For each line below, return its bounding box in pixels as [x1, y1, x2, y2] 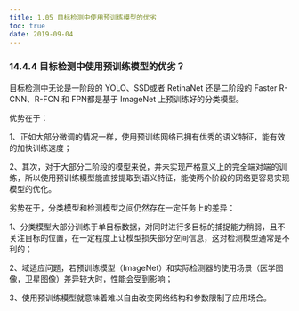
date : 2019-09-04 [9, 29, 74, 38]
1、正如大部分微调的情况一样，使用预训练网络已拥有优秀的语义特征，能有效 [9, 131, 286, 142]
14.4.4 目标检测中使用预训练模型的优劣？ [9, 60, 185, 73]
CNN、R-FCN [9, 93, 60, 104]
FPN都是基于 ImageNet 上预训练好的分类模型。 [70, 93, 245, 104]
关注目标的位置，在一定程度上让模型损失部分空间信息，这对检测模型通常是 [9, 232, 282, 243]
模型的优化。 [9, 183, 56, 194]
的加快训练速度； [9, 142, 72, 153]
